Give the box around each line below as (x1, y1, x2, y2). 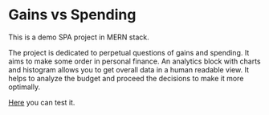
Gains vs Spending (8, 6, 137, 24)
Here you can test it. (8, 97, 75, 107)
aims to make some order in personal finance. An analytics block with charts (8, 56, 261, 66)
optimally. (8, 82, 41, 92)
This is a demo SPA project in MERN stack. (8, 32, 150, 42)
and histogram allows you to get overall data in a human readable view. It (8, 64, 249, 74)
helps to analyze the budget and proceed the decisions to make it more (8, 73, 244, 83)
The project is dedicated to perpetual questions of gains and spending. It (8, 47, 250, 57)
